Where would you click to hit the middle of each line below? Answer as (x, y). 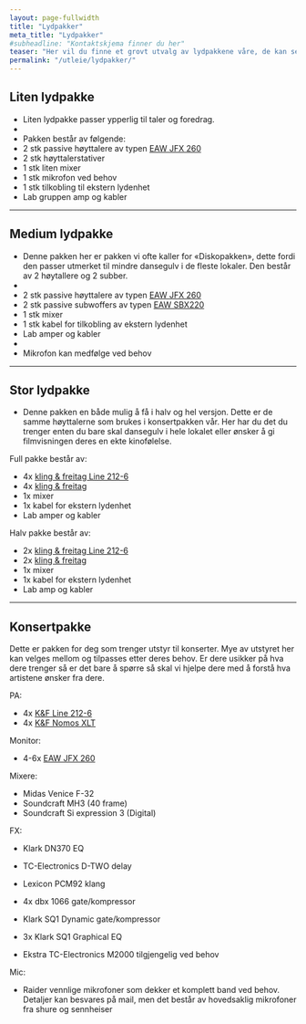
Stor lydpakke (50, 390)
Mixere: (24, 776)
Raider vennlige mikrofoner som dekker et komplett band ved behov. (151, 990)
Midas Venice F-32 (58, 794)
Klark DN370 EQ (53, 849)
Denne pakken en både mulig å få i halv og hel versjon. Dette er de (148, 413)
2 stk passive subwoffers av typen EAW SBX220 (113, 304)
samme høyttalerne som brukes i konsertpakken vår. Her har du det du (155, 422)
